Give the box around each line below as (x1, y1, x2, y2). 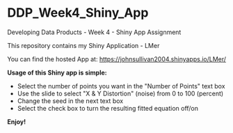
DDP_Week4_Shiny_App (7, 5, 149, 21)
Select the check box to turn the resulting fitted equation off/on (17, 104, 199, 112)
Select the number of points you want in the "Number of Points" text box (17, 81, 225, 90)
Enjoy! (7, 117, 26, 126)
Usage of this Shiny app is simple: (7, 68, 108, 77)
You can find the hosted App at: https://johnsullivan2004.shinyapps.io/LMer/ (7, 54, 227, 63)
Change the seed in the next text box (17, 96, 124, 105)
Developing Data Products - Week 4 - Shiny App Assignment (7, 28, 182, 36)
